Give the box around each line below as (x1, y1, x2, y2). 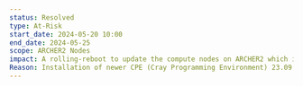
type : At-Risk (9, 21, 63, 30)
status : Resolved (9, 13, 75, 22)
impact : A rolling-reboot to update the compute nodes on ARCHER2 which (9, 55, 289, 64)
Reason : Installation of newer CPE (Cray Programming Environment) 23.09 (9, 64, 293, 73)
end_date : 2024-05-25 (9, 38, 91, 47)
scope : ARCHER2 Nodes (9, 47, 91, 56)
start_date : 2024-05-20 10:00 (9, 30, 124, 39)
